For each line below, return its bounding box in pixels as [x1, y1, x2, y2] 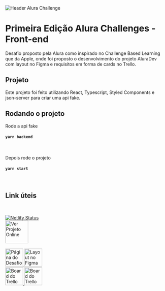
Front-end [5, 34, 49, 45]
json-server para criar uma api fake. [5, 94, 80, 101]
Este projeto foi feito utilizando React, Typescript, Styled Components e [5, 89, 155, 95]
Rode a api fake [5, 123, 38, 129]
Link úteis [5, 191, 37, 200]
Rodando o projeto [5, 109, 65, 118]
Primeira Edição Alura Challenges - [5, 23, 156, 35]
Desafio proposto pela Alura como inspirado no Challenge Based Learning [5, 50, 160, 56]
